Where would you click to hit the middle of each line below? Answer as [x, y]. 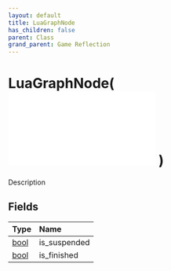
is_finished [58, 255]
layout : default [35, 15]
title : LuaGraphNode [42, 23]
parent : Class [31, 37]
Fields [24, 207]
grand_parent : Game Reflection [59, 45]
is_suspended [64, 242]
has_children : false [42, 30]
